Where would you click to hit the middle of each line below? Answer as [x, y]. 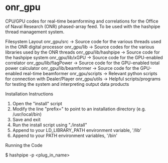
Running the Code [24, 145]
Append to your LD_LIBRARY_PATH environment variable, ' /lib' [77, 130]
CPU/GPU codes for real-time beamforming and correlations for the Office [82, 21]
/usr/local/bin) [27, 114]
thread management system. [35, 32]
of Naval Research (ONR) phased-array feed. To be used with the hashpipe [83, 26]
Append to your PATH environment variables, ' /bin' [65, 135]
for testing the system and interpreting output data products [67, 84]
